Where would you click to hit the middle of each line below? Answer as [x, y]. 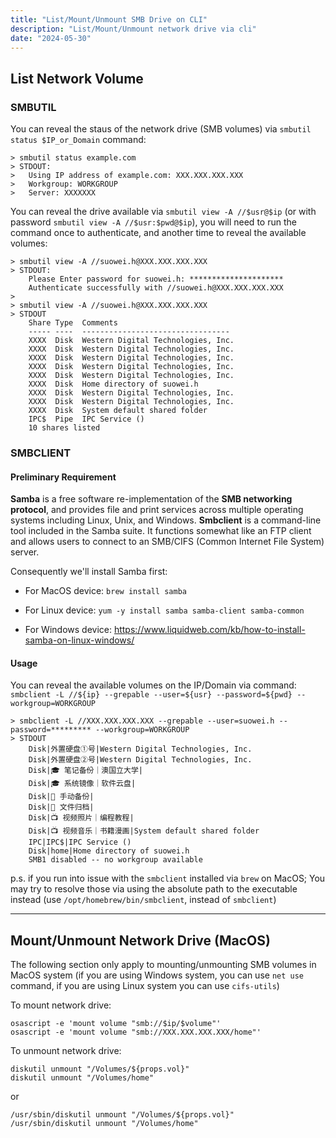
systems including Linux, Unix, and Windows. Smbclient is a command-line [166, 520]
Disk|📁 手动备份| [61, 797]
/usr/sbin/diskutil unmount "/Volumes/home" [104, 1124]
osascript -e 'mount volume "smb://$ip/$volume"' [116, 1024]
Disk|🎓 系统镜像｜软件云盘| [82, 784]
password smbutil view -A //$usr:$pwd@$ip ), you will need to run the [153, 222]
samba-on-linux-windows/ [79, 640]
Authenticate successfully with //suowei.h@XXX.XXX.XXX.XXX [156, 288]
